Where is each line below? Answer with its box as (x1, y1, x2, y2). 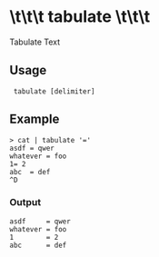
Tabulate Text (9, 36, 61, 47)
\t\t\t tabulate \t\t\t (9, 6, 151, 27)
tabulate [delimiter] (13, 86, 95, 96)
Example (9, 112, 60, 127)
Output (9, 196, 42, 209)
